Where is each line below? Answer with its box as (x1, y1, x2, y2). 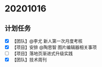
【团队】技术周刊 (11, 57, 47, 63)
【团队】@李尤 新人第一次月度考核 (11, 38, 83, 44)
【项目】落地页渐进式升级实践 (11, 51, 73, 57)
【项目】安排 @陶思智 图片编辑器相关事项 (11, 44, 97, 50)
